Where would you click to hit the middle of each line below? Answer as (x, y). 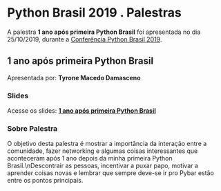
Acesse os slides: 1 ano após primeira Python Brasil (82, 111)
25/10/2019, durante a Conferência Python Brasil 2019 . (85, 39)
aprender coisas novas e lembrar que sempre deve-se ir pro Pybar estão (110, 173)
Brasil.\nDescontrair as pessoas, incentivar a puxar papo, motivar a (103, 166)
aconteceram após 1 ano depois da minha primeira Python (90, 158)
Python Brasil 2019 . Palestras (94, 13)
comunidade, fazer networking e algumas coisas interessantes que (103, 151)
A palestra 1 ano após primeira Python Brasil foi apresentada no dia (104, 32)
